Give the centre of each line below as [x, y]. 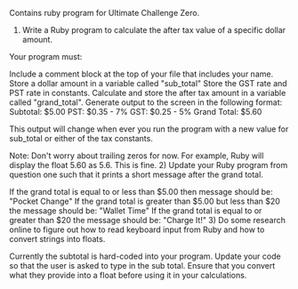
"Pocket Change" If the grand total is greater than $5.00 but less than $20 [145, 201]
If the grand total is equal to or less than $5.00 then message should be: [141, 192]
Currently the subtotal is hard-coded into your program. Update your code [145, 256]
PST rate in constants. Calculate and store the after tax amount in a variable [148, 93]
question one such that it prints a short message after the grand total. [137, 174]
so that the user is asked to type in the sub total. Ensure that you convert [142, 265]
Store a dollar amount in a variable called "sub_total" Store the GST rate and [148, 83]
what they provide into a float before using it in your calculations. [128, 275]
